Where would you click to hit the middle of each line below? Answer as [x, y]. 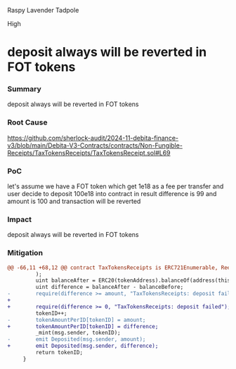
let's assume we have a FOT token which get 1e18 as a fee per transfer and [116, 186]
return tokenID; [59, 353]
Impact [20, 219]
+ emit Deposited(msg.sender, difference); [83, 346]
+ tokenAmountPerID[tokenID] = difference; [83, 326]
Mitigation [25, 253]
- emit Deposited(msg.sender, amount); [77, 339]
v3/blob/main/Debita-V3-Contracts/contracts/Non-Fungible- [95, 145]
